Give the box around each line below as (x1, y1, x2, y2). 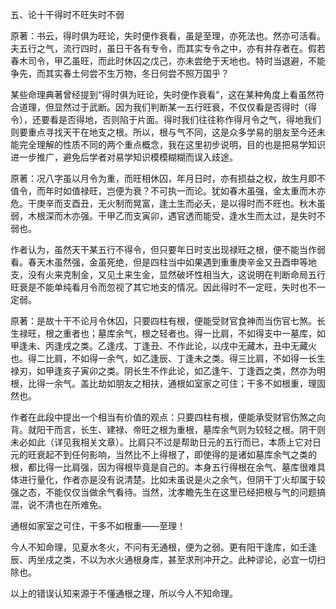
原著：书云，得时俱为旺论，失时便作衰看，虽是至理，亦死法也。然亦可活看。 (10, 30, 326, 42)
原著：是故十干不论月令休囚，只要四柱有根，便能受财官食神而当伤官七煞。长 (10, 315, 326, 327)
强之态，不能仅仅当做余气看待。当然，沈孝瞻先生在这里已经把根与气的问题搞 (10, 486, 326, 498)
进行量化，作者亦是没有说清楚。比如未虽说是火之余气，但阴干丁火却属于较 (18, 474, 326, 485)
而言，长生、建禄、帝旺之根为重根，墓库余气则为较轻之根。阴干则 (53, 424, 326, 435)
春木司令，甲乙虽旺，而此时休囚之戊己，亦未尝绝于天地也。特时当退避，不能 (10, 55, 326, 67)
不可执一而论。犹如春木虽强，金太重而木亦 (149, 185, 326, 197)
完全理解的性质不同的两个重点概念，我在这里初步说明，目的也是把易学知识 (18, 139, 326, 150)
